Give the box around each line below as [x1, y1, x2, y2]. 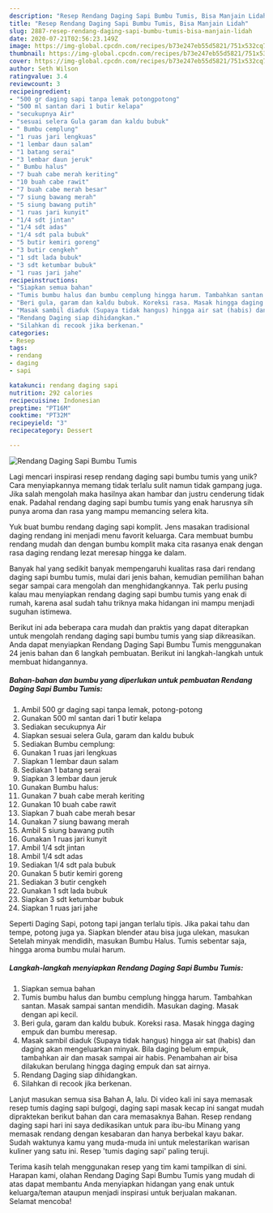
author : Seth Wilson [9, 65, 79, 73]
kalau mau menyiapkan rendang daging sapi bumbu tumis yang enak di [9, 589, 247, 599]
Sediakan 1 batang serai [20, 765, 101, 775]
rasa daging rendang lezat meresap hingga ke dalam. [9, 547, 187, 557]
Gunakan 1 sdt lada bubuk [20, 886, 108, 896]
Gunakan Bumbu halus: [20, 782, 100, 792]
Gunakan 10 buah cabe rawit [20, 799, 117, 809]
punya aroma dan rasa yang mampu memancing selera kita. [9, 506, 209, 516]
